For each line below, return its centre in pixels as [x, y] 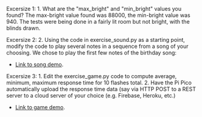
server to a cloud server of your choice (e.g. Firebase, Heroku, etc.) [91, 95]
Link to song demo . [39, 64]
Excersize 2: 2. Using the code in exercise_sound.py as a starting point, [96, 40]
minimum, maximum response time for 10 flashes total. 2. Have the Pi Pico [99, 82]
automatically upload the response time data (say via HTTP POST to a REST [101, 89]
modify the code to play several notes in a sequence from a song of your [97, 46]
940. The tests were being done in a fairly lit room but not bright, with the [98, 22]
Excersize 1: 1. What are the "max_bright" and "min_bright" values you [94, 9]
